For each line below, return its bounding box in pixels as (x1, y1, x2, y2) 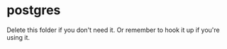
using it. (6, 33, 30, 41)
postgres (6, 2, 61, 18)
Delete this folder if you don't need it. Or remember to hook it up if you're (6, 26, 221, 34)
